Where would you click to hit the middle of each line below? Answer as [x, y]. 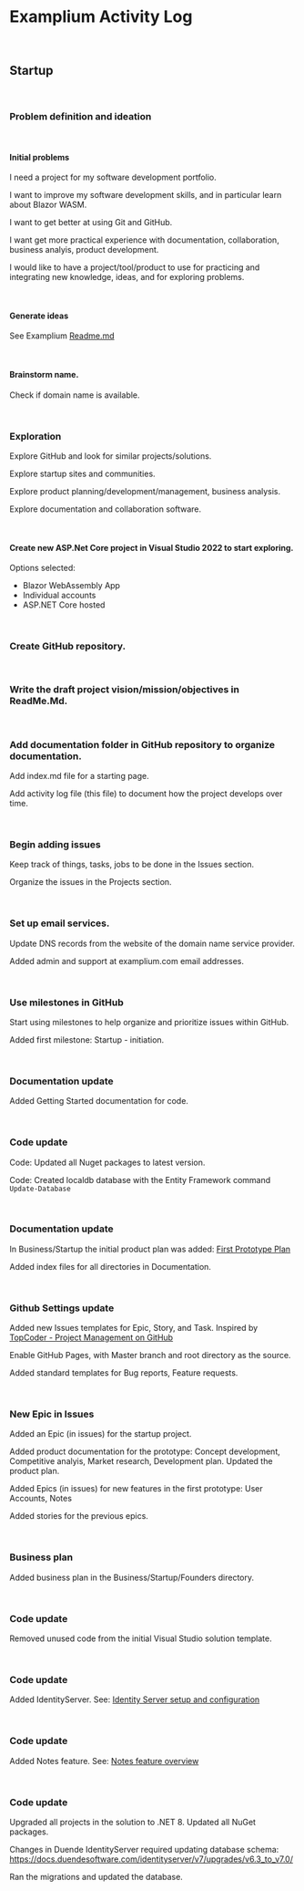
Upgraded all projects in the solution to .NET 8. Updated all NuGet [133, 1822]
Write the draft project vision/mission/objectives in [124, 690]
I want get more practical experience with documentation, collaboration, [144, 240]
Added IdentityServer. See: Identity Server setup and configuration [135, 1699]
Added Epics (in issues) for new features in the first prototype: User [137, 1489]
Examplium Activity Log [101, 17]
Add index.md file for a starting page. [80, 776]
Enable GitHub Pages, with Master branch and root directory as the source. [150, 1356]
